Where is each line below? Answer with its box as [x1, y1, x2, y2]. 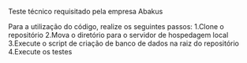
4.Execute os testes [8, 47, 73, 56]
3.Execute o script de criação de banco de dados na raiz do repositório [8, 39, 239, 48]
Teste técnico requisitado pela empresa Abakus [8, 7, 163, 16]
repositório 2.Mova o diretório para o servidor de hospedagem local [8, 31, 229, 39]
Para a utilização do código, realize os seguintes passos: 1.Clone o [8, 22, 225, 31]
